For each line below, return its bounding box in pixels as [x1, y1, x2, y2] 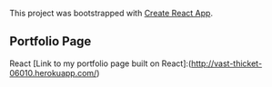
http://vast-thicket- [190, 58, 262, 69]
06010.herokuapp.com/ [9, 67, 97, 78]
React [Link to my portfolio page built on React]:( [9, 58, 192, 69]
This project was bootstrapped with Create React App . [9, 8, 214, 18]
